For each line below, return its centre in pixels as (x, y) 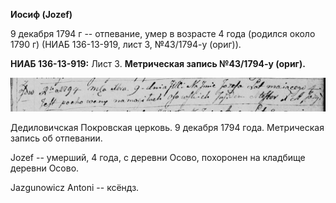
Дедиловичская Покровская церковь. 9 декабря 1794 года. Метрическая (167, 128)
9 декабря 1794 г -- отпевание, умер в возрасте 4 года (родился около (163, 33)
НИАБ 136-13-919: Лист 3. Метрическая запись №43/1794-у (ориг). (158, 63)
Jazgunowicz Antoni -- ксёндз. (75, 188)
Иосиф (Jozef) (41, 14)
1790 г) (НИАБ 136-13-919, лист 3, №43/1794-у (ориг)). (126, 44)
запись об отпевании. (56, 138)
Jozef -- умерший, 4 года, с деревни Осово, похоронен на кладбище (158, 158)
